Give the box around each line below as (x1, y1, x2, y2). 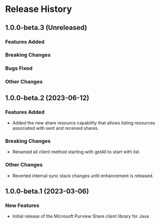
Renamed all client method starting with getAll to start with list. (12, 149, 141, 155)
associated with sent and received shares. (12, 125, 99, 131)
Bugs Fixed (5, 65, 33, 72)
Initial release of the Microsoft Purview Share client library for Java (12, 213, 149, 220)
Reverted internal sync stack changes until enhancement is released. (12, 173, 154, 179)
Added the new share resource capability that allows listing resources (12, 119, 156, 125)
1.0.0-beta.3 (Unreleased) (5, 23, 87, 32)
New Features (5, 202, 40, 209)
